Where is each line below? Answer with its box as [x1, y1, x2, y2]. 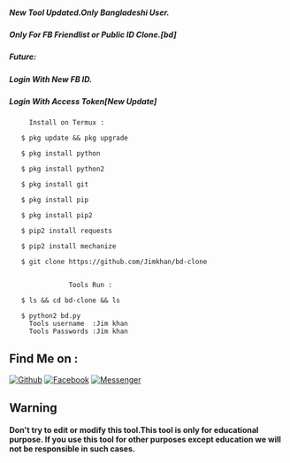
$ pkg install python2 [20, 164, 104, 174]
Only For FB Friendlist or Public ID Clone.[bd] [9, 29, 177, 40]
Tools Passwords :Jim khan [28, 327, 128, 336]
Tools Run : [68, 281, 113, 290]
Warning [9, 400, 57, 415]
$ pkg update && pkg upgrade [20, 133, 128, 143]
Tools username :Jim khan [28, 319, 128, 329]
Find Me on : [9, 351, 79, 366]
